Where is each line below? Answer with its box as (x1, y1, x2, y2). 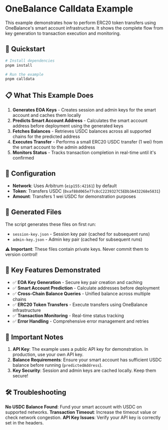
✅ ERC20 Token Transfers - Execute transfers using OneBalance (12, 302, 148, 308)
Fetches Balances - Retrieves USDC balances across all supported (12, 128, 151, 134)
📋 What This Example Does (5, 91, 94, 99)
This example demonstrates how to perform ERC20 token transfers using (5, 20, 156, 26)
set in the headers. (5, 420, 44, 426)
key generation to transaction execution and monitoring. (5, 30, 121, 36)
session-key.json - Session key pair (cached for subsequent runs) (12, 231, 150, 237)
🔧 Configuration (5, 169, 56, 178)
